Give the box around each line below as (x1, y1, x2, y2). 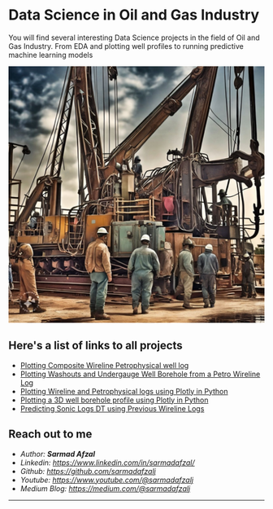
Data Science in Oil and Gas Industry (8, 6, 260, 24)
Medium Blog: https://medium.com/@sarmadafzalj (19, 483, 191, 494)
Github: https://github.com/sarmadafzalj (19, 466, 156, 476)
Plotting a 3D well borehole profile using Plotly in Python (19, 395, 209, 405)
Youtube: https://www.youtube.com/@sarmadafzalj (19, 475, 193, 485)
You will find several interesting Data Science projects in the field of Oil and (8, 33, 260, 42)
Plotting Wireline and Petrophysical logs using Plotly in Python (19, 386, 228, 396)
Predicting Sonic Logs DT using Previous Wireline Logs (19, 403, 205, 413)
